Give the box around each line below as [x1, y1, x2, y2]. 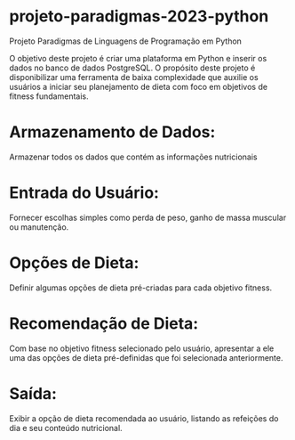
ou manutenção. [9, 221, 69, 232]
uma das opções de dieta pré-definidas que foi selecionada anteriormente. [9, 352, 283, 363]
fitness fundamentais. [9, 91, 89, 102]
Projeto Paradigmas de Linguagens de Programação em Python [9, 36, 243, 46]
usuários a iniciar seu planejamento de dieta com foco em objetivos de [9, 81, 268, 92]
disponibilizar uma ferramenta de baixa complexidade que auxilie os [9, 71, 259, 82]
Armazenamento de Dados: [9, 122, 216, 143]
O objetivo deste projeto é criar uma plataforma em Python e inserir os [9, 53, 267, 63]
